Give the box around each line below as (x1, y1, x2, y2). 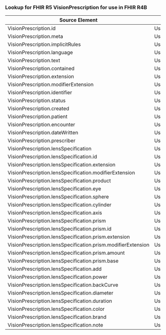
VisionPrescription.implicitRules (7, 41, 81, 48)
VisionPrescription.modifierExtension (7, 81, 94, 88)
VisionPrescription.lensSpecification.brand (7, 314, 107, 321)
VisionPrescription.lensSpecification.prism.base (7, 258, 119, 264)
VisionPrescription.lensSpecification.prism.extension (7, 233, 130, 240)
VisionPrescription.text (7, 57, 60, 64)
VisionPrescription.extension (7, 73, 74, 80)
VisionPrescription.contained (7, 65, 75, 72)
